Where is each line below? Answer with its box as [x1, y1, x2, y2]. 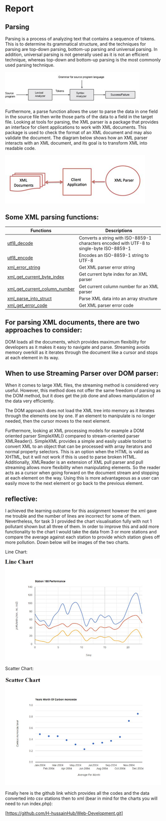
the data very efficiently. [5, 398, 55, 404]
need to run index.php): [5, 800, 53, 807]
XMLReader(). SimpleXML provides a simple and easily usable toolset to [5, 438, 152, 444]
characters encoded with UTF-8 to [79, 240, 150, 246]
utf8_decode [7, 240, 34, 246]
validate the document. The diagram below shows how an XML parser [5, 135, 148, 141]
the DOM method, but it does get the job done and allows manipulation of [5, 393, 155, 399]
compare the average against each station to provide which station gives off [5, 534, 160, 540]
